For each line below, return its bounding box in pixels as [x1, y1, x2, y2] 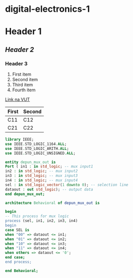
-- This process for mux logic [5, 214, 69, 219]
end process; [5, 259, 32, 265]
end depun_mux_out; [5, 192, 45, 196]
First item [12, 71, 31, 77]
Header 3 [5, 60, 28, 67]
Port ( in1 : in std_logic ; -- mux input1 [5, 164, 93, 169]
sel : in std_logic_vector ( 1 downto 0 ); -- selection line [5, 182, 129, 187]
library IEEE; [5, 137, 34, 142]
